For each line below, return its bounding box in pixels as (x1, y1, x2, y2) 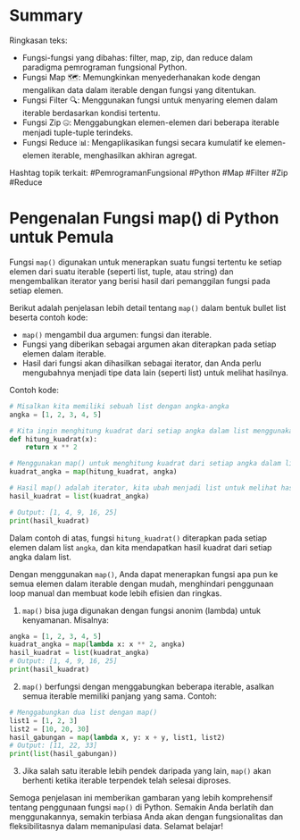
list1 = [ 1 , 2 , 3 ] (9, 716, 78, 725)
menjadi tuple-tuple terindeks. (21, 127, 134, 138)
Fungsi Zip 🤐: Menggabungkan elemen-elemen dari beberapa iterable (21, 117, 279, 128)
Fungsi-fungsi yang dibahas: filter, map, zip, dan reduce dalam (21, 52, 253, 63)
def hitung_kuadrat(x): (9, 434, 98, 443)
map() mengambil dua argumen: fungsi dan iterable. (21, 329, 212, 340)
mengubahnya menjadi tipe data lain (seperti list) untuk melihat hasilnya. (21, 367, 288, 378)
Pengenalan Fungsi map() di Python (9, 208, 279, 229)
